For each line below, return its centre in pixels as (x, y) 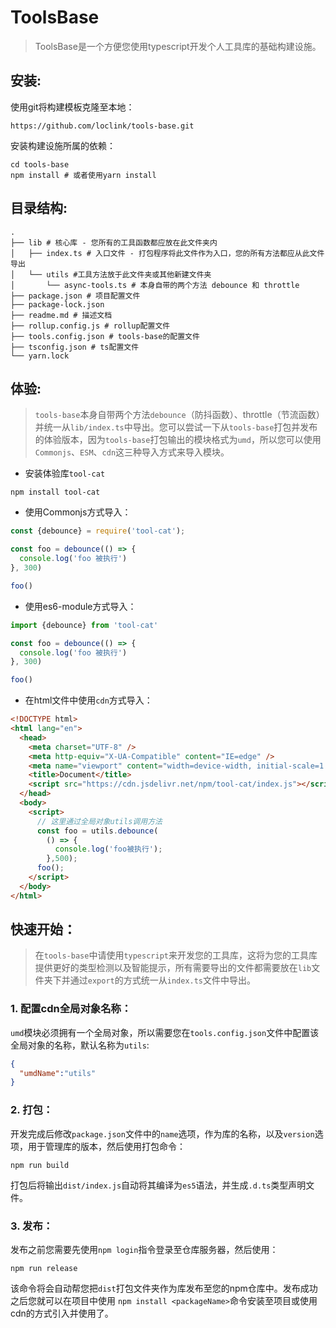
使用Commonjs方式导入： (78, 512)
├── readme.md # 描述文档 (61, 315)
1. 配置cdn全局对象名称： (71, 1009)
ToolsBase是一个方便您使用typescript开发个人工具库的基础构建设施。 (178, 46)
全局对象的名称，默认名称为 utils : (80, 1045)
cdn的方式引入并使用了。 (62, 1313)
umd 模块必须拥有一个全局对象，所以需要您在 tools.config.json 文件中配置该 (165, 1032)
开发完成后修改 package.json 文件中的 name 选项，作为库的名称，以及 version (162, 1133)
